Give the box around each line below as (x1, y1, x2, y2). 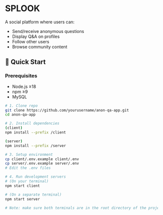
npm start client (5, 183, 40, 188)
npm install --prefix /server (5, 143, 66, 148)
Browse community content (12, 44, 67, 50)
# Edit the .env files (5, 165, 51, 170)
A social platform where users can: (5, 19, 75, 25)
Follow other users (12, 38, 49, 44)
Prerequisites (5, 72, 37, 79)
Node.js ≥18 (12, 83, 36, 89)
